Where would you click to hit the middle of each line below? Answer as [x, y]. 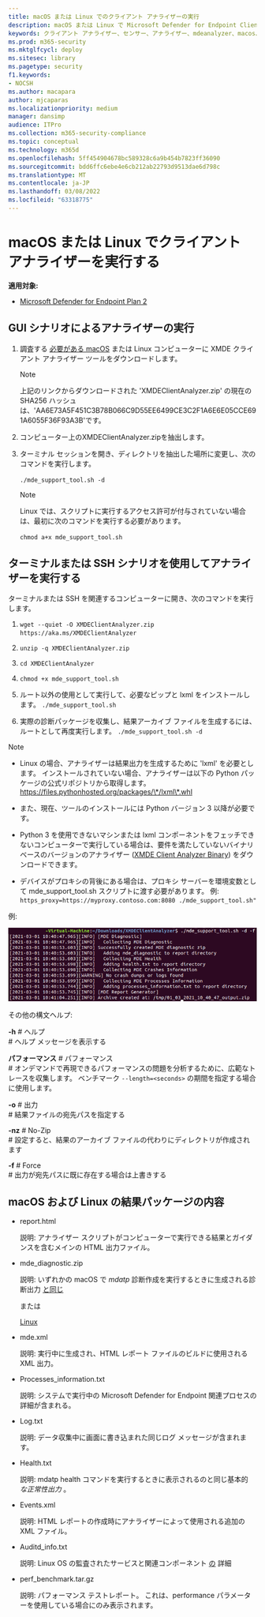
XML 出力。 [38, 1364]
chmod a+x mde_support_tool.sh [71, 537]
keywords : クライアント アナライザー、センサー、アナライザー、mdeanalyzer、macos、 [135, 33]
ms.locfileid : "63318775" [50, 200]
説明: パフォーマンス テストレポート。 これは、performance [117, 1596]
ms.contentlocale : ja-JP [49, 183]
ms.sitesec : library [42, 58]
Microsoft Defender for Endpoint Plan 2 [83, 301]
